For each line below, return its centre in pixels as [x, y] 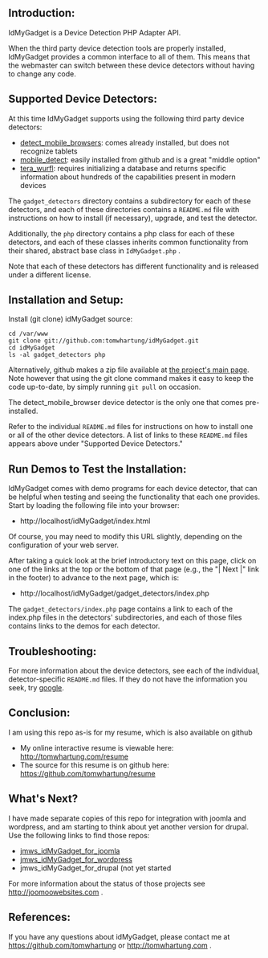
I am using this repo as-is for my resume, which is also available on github [130, 732]
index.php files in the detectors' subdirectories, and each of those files [125, 617]
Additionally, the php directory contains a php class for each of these [122, 233]
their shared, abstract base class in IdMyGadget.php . [94, 250]
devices [33, 185]
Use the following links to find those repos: [79, 835]
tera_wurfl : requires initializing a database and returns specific [123, 168]
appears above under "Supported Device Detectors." [95, 444]
